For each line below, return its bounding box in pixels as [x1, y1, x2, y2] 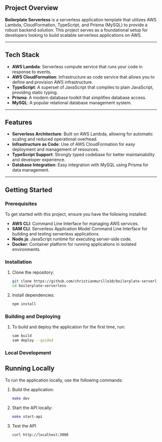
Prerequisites [5, 200, 37, 207]
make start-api [12, 414, 43, 419]
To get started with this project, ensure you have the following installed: [5, 211, 147, 217]
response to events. [12, 69, 52, 75]
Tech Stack [5, 51, 40, 59]
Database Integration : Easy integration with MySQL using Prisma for [12, 162, 148, 168]
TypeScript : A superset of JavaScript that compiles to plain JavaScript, [12, 84, 154, 90]
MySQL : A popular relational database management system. [12, 99, 132, 106]
